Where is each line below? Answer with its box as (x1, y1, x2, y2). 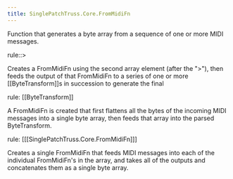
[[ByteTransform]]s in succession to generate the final (7, 79, 164, 88)
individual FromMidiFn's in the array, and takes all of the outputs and (7, 156, 206, 164)
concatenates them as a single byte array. (7, 163, 129, 172)
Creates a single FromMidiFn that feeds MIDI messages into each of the (7, 148, 215, 157)
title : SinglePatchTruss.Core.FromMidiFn (7, 10, 131, 18)
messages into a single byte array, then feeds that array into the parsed (7, 114, 215, 122)
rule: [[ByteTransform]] (7, 93, 74, 101)
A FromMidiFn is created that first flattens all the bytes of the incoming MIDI (7, 106, 227, 114)
